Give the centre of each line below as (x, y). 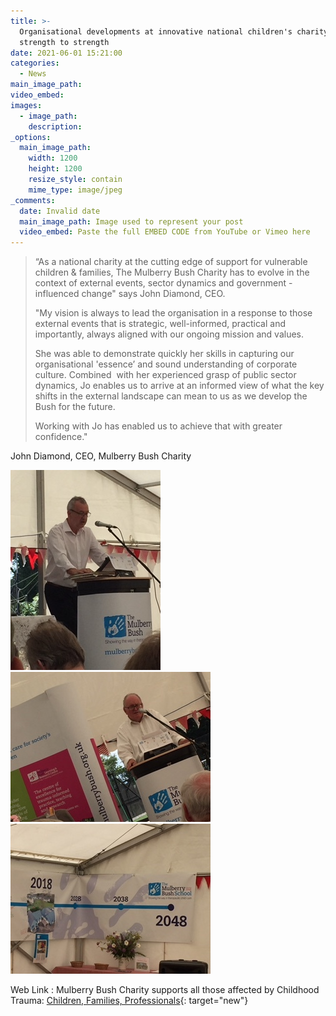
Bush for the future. (75, 407)
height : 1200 (55, 169)
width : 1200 (53, 158)
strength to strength (64, 42)
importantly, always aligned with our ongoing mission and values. (169, 334)
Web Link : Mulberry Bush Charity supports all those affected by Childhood (165, 990)
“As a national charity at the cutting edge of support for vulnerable (171, 262)
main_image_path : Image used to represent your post (131, 221)
